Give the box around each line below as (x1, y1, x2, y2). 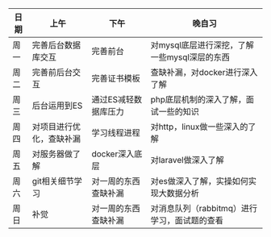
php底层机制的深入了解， (150, 94, 246, 105)
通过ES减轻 (91, 94, 135, 105)
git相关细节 (31, 176, 74, 186)
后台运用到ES (31, 100, 83, 111)
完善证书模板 (91, 73, 140, 84)
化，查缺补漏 (31, 133, 81, 144)
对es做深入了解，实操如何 (150, 176, 248, 186)
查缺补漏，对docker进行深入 (150, 67, 258, 77)
